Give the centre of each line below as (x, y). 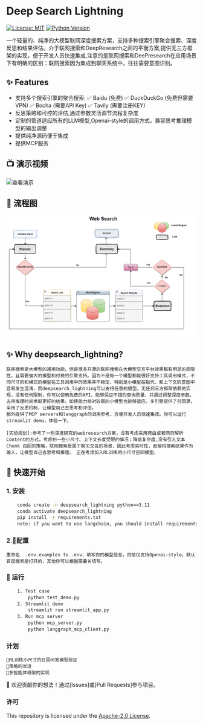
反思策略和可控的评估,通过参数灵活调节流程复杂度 (77, 112)
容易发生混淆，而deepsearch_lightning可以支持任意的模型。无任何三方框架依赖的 (96, 389)
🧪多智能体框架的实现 (28, 673)
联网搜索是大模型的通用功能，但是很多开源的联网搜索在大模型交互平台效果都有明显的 (96, 369)
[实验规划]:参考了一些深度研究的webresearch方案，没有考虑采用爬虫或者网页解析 (95, 434)
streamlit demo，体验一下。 (39, 421)
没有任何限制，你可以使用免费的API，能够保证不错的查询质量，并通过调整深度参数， (105, 395)
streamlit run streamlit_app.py (69, 610)
